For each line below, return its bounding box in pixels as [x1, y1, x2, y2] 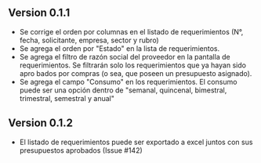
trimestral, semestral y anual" [19, 93, 115, 103]
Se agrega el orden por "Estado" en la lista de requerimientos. [19, 43, 220, 53]
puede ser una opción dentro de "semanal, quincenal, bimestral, [19, 85, 227, 95]
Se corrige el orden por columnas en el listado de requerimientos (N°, [19, 27, 244, 36]
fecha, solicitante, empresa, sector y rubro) [19, 35, 159, 45]
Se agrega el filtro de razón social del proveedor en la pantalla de [19, 52, 230, 61]
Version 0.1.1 [8, 6, 71, 20]
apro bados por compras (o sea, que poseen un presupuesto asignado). [19, 68, 252, 78]
